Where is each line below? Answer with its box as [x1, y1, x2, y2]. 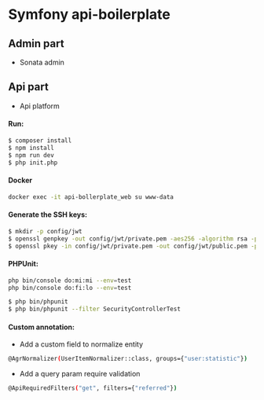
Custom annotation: [8, 322, 75, 332]
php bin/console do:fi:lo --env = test [8, 284, 132, 292]
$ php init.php [8, 159, 58, 167]
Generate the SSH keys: [8, 210, 88, 219]
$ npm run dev [8, 151, 55, 159]
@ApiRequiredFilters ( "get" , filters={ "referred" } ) [8, 384, 178, 392]
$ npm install [8, 144, 55, 152]
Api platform [19, 101, 60, 111]
